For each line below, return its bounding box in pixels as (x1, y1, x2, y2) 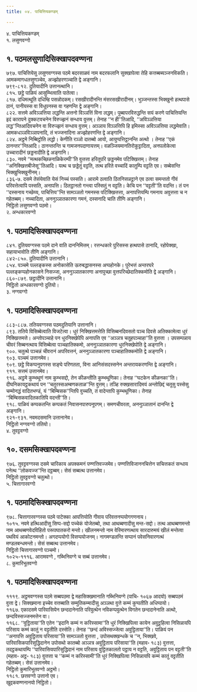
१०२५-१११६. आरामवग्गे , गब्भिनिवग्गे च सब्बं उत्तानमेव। (6, 553, 111, 560)
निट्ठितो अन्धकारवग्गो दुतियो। (6, 282, 59, 289)
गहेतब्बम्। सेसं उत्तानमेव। (6, 659, 54, 666)
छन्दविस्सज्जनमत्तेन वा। (6, 612, 51, 620)
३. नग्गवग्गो (6, 288, 28, 295)
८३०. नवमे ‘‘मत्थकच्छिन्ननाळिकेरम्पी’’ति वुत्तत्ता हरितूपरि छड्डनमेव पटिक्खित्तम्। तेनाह (6, 155, 159, 163)
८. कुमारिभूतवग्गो (6, 559, 37, 567)
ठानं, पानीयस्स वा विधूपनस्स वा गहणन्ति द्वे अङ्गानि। (6, 102, 102, 110)
